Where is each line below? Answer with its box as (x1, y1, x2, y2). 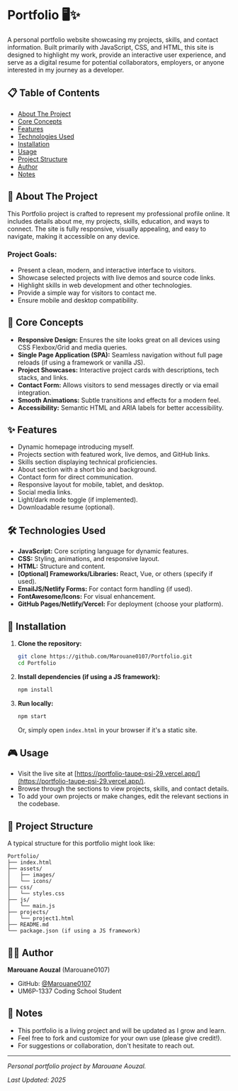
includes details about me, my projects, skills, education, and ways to (7, 217, 210, 225)
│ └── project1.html (7, 915, 74, 922)
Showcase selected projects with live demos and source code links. (17, 273, 216, 282)
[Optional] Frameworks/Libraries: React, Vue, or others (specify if (17, 570, 213, 578)
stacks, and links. (17, 373, 69, 381)
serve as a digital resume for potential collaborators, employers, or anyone (7, 58, 225, 66)
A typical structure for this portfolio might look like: (7, 839, 156, 847)
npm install (17, 686, 53, 693)
